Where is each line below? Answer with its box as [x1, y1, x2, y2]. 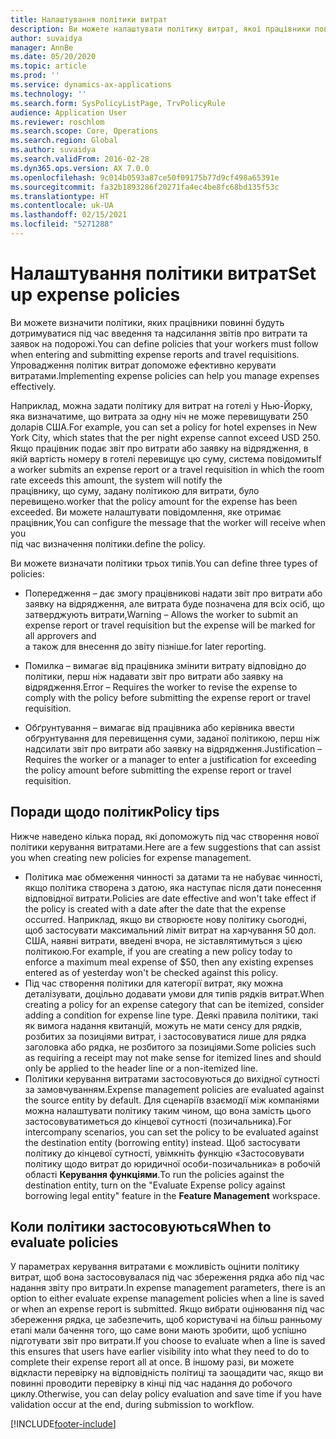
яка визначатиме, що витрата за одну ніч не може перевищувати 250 [10, 410, 309, 422]
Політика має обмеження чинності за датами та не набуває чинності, [24, 871, 323, 883]
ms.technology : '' [10, 89, 87, 99]
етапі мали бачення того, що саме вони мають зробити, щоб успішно [10, 1324, 307, 1336]
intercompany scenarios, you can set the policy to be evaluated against [24, 1126, 319, 1138]
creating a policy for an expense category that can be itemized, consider [24, 998, 325, 1010]
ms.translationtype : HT [10, 191, 110, 201]
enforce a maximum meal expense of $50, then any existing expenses [24, 956, 314, 968]
